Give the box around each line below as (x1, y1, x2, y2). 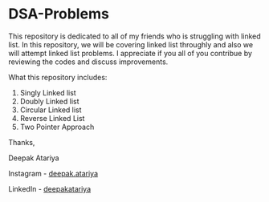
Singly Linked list (19, 87, 76, 97)
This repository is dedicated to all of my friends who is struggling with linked (8, 31, 261, 41)
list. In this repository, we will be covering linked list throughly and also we (8, 39, 254, 49)
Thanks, (8, 137, 35, 147)
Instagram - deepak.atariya (8, 168, 99, 178)
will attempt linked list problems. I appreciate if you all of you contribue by (8, 48, 253, 58)
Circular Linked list (19, 105, 82, 115)
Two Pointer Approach (19, 122, 95, 131)
